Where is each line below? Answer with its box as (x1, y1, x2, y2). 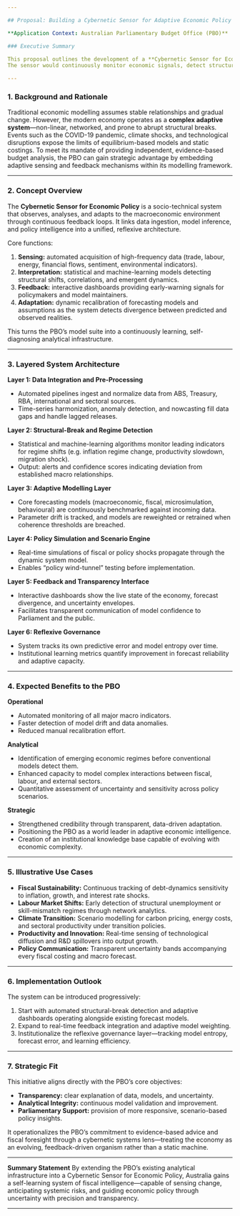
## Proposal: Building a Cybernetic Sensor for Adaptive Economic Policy (7, 16, 232, 24)
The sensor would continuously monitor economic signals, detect (7, 62, 206, 69)
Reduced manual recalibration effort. (17, 727, 126, 735)
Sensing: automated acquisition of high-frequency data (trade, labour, (17, 252, 225, 261)
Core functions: (7, 239, 54, 247)
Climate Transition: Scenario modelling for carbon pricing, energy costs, (17, 914, 233, 922)
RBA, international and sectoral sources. (17, 397, 136, 406)
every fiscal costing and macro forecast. (17, 952, 137, 960)
